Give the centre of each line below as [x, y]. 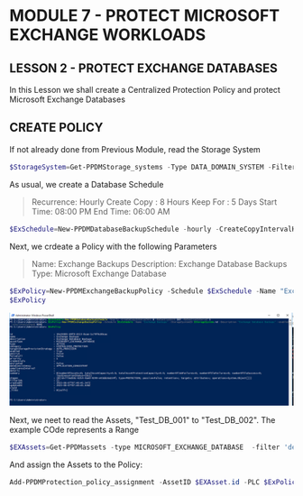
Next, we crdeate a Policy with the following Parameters [113, 246]
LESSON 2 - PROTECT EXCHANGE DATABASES [143, 68]
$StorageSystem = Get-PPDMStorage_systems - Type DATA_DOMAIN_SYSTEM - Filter [153, 167]
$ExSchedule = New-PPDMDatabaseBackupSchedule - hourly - [115, 229]
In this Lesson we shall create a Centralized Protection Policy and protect [145, 90]
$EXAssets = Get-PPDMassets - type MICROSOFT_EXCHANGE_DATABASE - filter [145, 447]
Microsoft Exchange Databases [68, 99]
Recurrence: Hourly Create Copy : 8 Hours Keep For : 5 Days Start [154, 202]
